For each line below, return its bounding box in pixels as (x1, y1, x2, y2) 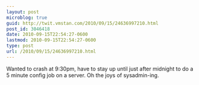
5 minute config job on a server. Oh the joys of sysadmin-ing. (6, 71, 160, 79)
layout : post (6, 8, 39, 15)
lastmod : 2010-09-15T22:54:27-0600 (6, 37, 96, 43)
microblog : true (6, 15, 47, 21)
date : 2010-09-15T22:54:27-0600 (6, 32, 88, 38)
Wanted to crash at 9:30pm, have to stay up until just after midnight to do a (6, 65, 194, 72)
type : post (6, 43, 34, 49)
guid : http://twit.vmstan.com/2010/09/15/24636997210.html (6, 20, 159, 26)
